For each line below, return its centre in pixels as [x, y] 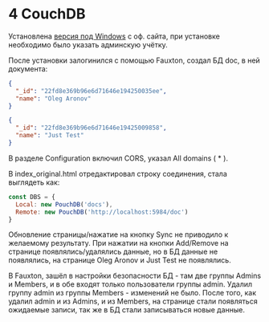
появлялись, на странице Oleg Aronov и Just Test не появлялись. [120, 260]
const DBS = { [32, 197]
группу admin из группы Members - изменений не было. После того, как [132, 293]
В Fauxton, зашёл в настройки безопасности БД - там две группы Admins [135, 276]
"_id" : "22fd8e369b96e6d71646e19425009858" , [91, 128]
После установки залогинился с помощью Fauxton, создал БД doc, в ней [134, 60]
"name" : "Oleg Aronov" [53, 98]
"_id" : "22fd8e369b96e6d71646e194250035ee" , [91, 91]
